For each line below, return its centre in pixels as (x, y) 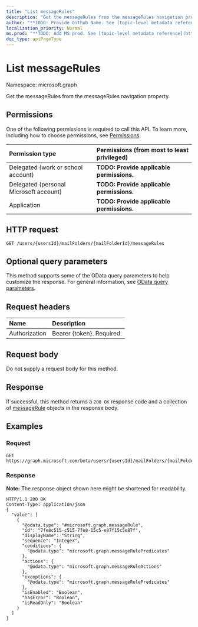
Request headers (38, 307)
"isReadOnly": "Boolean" (52, 603)
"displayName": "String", (53, 535)
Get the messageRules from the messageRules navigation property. (88, 96)
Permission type (33, 153)
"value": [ (25, 515)
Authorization (28, 334)
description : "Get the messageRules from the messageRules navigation (95, 17)
